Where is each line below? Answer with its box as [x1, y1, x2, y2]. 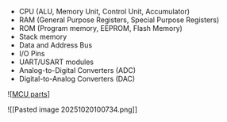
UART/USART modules [18, 57, 94, 67]
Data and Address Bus [18, 40, 93, 50]
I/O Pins [18, 49, 45, 58]
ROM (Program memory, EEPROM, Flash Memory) [18, 24, 183, 32]
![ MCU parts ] [7, 90, 51, 98]
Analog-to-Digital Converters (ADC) [18, 66, 137, 74]
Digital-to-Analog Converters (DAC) [18, 74, 136, 83]
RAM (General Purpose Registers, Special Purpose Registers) [18, 15, 220, 25]
